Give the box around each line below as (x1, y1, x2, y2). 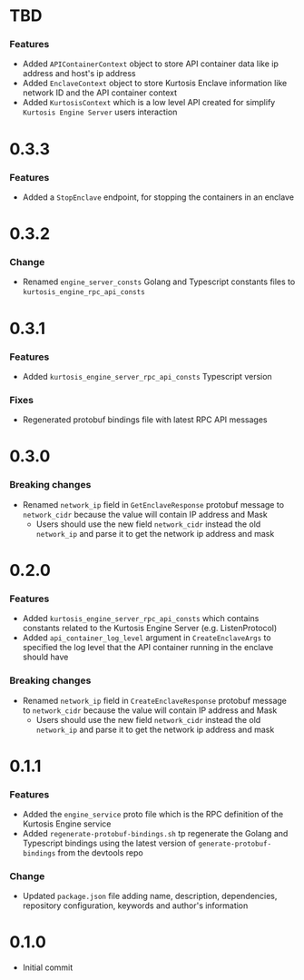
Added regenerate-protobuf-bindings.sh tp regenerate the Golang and (22, 827, 289, 838)
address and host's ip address (22, 68, 136, 79)
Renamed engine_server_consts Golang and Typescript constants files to (22, 276, 296, 287)
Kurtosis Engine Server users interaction (22, 106, 178, 118)
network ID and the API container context (22, 87, 178, 98)
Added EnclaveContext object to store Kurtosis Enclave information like (22, 78, 288, 89)
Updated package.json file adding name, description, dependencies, (22, 891, 278, 902)
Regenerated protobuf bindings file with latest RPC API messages (22, 414, 268, 425)
